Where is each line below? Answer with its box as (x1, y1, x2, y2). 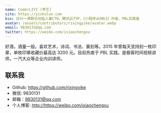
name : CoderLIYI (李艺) (5, 7, 52, 12)
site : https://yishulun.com (5, 12, 62, 16)
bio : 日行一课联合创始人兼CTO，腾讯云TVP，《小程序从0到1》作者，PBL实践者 (5, 16, 140, 21)
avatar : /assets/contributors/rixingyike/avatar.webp (5, 20, 117, 26)
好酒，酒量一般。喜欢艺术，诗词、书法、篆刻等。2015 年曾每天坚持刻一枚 (5, 44, 152, 49)
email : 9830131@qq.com (5, 25, 51, 30)
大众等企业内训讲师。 (21, 56, 65, 61)
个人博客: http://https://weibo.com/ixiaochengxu (12, 102, 109, 108)
